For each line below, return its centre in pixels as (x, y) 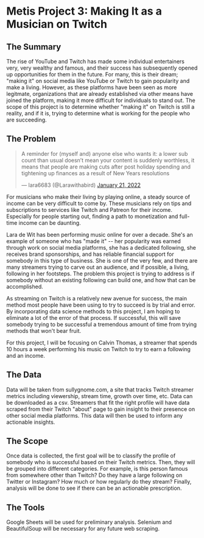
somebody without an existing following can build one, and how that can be (101, 280)
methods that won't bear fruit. (44, 330)
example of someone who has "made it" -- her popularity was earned (93, 241)
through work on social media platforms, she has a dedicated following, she (101, 247)
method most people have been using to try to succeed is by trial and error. (101, 305)
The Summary (34, 47)
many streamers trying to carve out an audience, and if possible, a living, (98, 267)
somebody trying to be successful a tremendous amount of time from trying (101, 324)
